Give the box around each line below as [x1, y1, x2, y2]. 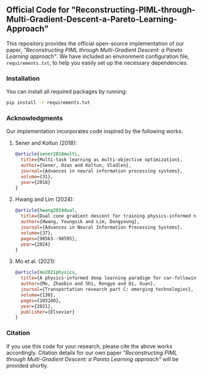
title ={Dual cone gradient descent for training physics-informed [21, 213, 191, 220]
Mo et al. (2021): [14, 258, 56, 265]
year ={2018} [21, 179, 51, 185]
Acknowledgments [6, 114, 63, 122]
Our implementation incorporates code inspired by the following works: [6, 128, 183, 135]
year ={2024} [21, 241, 51, 247]
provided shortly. [6, 362, 49, 369]
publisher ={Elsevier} [21, 308, 75, 315]
